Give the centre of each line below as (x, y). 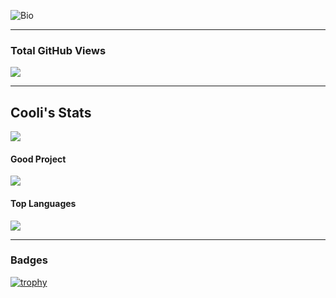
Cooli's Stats (51, 112)
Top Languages (43, 203)
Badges (29, 260)
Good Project (38, 159)
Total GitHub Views (58, 50)
